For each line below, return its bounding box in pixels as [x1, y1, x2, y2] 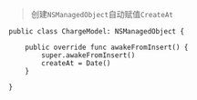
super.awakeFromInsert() [41, 51, 136, 60]
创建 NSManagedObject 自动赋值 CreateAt [30, 9, 174, 19]
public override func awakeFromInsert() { [25, 43, 189, 52]
